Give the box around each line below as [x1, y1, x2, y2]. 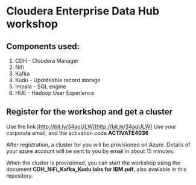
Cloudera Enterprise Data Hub [6, 4, 160, 18]
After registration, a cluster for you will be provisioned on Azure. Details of [6, 141, 191, 148]
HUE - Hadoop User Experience [14, 89, 95, 96]
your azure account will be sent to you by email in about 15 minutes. [6, 147, 175, 155]
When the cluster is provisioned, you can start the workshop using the [6, 159, 181, 166]
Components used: [6, 41, 80, 51]
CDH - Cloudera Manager [14, 57, 79, 64]
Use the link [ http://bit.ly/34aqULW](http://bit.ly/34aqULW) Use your [6, 123, 177, 130]
